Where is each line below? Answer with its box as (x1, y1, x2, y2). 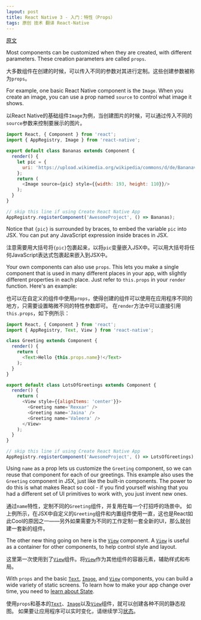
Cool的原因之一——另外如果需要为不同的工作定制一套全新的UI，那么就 (11, 517, 185, 524)
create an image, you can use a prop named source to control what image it (6, 93, 192, 100)
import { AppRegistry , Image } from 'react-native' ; (6, 137, 141, 143)
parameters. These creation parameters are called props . (6, 55, 147, 63)
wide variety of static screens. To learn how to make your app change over (6, 581, 191, 588)
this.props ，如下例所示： (6, 309, 70, 317)
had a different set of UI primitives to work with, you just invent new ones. (6, 490, 188, 497)
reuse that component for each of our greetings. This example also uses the (6, 471, 194, 478)
